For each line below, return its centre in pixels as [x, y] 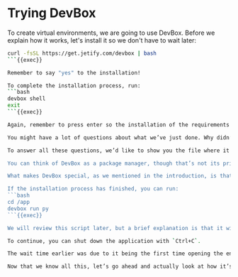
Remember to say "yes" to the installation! [74, 72]
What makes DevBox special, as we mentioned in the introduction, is [112, 176]
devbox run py [28, 208]
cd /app [19, 202]
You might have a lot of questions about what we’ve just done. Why [110, 137]
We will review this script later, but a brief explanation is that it [115, 228]
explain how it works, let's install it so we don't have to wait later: [102, 40]
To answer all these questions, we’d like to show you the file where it [119, 151]
